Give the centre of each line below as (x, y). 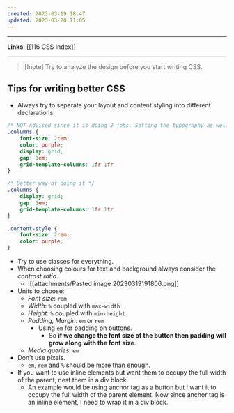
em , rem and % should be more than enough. (89, 365)
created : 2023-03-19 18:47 (46, 14)
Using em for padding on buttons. (85, 328)
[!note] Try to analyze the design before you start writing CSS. (114, 66)
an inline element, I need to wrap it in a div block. (98, 403)
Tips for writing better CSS (66, 88)
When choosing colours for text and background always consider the (116, 269)
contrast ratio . (38, 276)
